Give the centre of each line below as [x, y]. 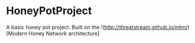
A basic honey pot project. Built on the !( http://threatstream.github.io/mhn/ [97, 27]
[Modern [17, 33]
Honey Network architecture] [64, 33]
